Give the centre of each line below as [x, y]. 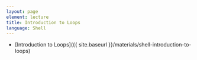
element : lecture [28, 17]
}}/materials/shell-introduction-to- [150, 45]
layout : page [22, 11]
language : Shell [26, 28]
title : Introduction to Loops [43, 22]
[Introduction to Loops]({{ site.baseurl [61, 45]
